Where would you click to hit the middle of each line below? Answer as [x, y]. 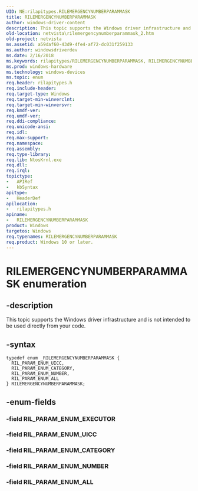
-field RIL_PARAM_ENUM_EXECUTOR [61, 418]
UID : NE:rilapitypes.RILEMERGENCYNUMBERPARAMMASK [68, 12]
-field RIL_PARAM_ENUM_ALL [50, 482]
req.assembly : [24, 149]
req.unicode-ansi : [29, 127]
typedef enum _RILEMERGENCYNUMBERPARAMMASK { [63, 358]
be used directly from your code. [46, 326]
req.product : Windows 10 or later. [50, 242]
